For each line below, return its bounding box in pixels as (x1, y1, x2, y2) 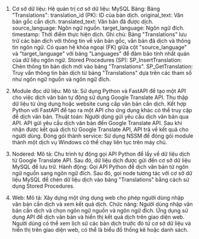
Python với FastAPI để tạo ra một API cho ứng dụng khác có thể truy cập (11, 107, 192, 113)
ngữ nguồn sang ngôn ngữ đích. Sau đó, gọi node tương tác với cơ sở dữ (11, 170, 193, 177)
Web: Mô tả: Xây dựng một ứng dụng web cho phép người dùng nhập (11, 194, 184, 201)
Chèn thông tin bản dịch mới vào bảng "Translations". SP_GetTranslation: (11, 63, 193, 70)
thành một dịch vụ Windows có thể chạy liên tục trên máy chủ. (11, 139, 168, 145)
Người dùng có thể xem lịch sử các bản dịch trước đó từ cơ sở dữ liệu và (11, 220, 191, 227)
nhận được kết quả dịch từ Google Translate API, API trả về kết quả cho (11, 126, 189, 133)
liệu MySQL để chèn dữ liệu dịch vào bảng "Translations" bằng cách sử (11, 176, 190, 183)
